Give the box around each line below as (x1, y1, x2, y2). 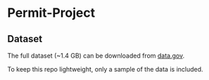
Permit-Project (7, 5, 96, 21)
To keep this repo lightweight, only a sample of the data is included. (7, 65, 203, 73)
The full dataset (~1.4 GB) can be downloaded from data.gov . (7, 51, 185, 60)
